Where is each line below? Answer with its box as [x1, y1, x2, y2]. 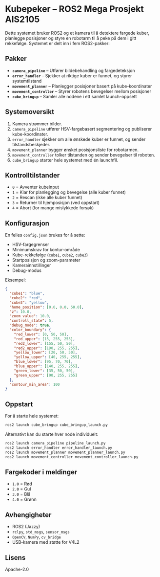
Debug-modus [12, 267, 41, 273]
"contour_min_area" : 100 [9, 382, 60, 387]
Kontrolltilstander [5, 171, 60, 179]
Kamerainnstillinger [12, 263, 51, 268]
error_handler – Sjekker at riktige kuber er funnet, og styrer [12, 72, 132, 79]
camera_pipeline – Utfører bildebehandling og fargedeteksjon [12, 67, 135, 73]
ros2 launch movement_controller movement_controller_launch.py [5, 454, 139, 459]
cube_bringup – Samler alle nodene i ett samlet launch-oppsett [12, 93, 137, 99]
